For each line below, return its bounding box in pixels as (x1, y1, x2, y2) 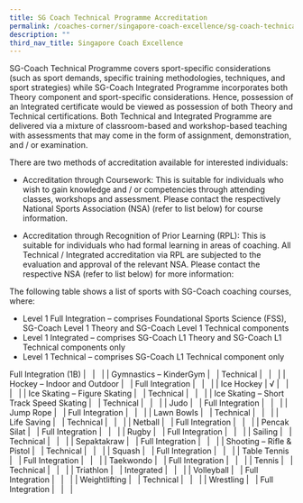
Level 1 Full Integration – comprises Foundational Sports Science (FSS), (22, 313, 287, 325)
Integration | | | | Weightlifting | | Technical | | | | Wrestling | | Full (9, 474, 273, 485)
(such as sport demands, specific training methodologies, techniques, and (9, 73, 286, 84)
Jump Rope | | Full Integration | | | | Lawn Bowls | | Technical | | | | (9, 407, 280, 418)
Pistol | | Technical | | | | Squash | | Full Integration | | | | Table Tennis (9, 445, 290, 456)
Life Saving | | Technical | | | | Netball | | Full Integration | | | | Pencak (9, 416, 289, 428)
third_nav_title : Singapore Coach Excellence (9, 38, 183, 48)
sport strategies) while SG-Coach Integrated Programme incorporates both (9, 82, 289, 93)
